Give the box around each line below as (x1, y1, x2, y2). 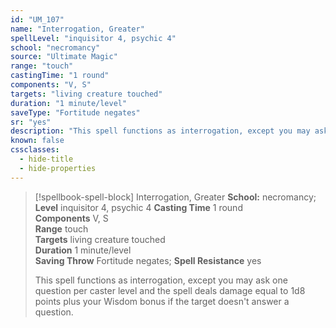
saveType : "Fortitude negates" (10, 107, 141, 118)
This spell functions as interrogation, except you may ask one (34, 274, 288, 286)
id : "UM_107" (10, 14, 65, 25)
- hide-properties (19, 163, 97, 173)
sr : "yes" (10, 117, 52, 127)
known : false (10, 136, 65, 146)
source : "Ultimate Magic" (10, 52, 118, 62)
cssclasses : (10, 145, 60, 155)
